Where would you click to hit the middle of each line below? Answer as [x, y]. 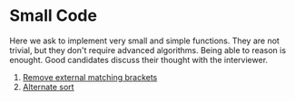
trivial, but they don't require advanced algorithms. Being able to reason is [148, 50]
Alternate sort [48, 87]
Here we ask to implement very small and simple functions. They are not [144, 41]
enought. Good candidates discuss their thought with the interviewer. [139, 60]
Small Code [54, 16]
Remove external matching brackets [90, 77]
